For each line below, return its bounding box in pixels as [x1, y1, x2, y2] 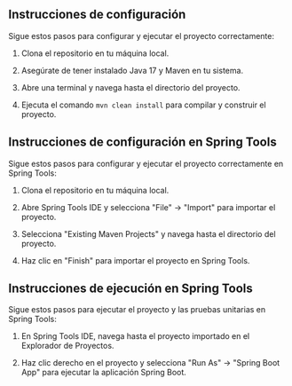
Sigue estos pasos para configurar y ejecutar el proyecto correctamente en [8, 158, 284, 169]
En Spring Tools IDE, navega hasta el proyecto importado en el [20, 331, 250, 342]
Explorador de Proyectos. [20, 341, 114, 351]
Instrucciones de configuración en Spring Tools [8, 135, 277, 150]
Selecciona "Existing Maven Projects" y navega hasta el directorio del [20, 228, 276, 239]
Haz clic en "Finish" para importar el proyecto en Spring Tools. [20, 255, 250, 265]
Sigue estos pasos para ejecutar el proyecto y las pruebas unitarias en [8, 304, 266, 315]
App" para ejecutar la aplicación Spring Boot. [20, 367, 187, 378]
